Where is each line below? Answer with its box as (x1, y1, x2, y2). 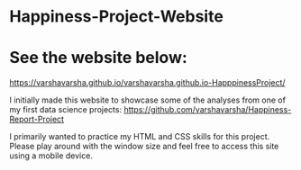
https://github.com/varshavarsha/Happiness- (123, 104, 292, 115)
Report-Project (9, 114, 65, 125)
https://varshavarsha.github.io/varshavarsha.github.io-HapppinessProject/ (9, 77, 286, 88)
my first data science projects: (9, 104, 123, 115)
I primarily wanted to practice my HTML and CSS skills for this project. (9, 131, 270, 142)
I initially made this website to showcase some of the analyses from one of (9, 94, 287, 105)
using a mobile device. (9, 150, 93, 161)
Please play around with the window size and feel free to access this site (9, 141, 279, 152)
